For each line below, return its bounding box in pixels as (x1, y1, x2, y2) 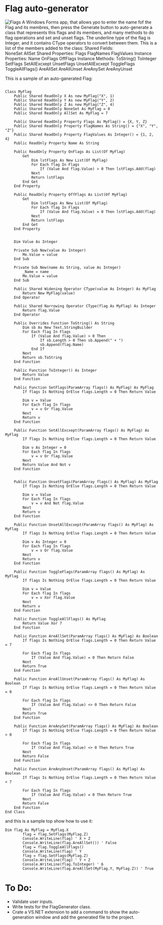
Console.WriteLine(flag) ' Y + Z (22, 857, 91, 862)
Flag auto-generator (5, 3, 89, 14)
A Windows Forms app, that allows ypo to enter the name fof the (21, 19, 152, 25)
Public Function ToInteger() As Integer (14, 368, 97, 373)
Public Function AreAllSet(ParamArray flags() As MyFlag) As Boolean (14, 633, 159, 638)
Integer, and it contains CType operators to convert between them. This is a (5, 40, 157, 46)
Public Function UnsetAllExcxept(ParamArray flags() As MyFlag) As (14, 522, 154, 527)
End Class (5, 809, 25, 814)
